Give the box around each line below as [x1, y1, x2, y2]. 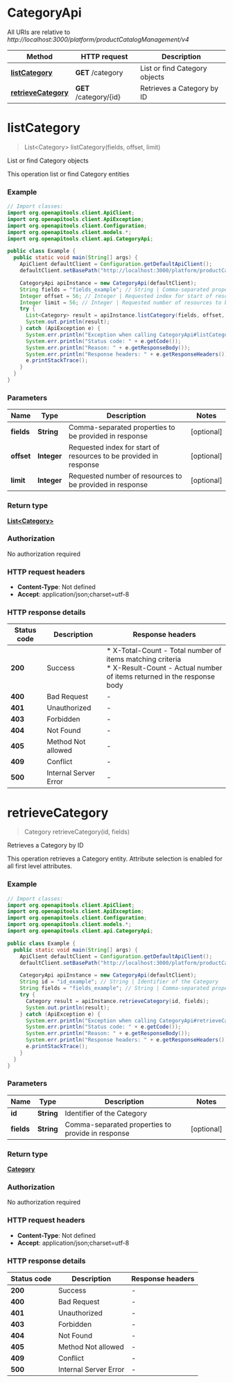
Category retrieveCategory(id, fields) [24, 828, 130, 836]
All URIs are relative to [7, 28, 71, 36]
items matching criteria [106, 654, 182, 664]
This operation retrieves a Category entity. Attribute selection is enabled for [7, 854, 223, 863]
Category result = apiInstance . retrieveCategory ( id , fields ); [25, 997, 209, 1004]
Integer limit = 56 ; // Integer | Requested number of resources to [19, 299, 222, 306]
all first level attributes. [7, 862, 73, 870]
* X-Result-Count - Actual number [106, 663, 223, 673]
